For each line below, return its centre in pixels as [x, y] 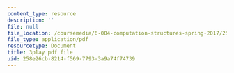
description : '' [31, 20]
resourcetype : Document [42, 46]
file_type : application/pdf [48, 40]
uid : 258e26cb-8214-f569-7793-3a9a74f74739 [71, 59]
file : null [23, 26]
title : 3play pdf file [40, 53]
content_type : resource [42, 14]
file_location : [29, 33]
